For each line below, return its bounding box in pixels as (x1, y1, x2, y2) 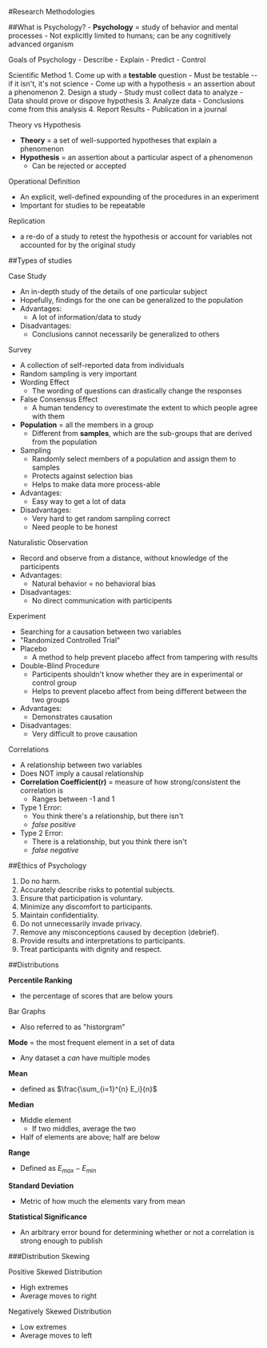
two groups (31, 695, 70, 704)
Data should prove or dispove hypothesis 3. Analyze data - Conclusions (8, 96, 245, 105)
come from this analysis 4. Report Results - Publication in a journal (8, 104, 228, 114)
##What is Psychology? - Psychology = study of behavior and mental (8, 22, 238, 31)
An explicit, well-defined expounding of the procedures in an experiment (19, 192, 260, 201)
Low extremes (19, 1322, 67, 1331)
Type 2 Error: (19, 829, 64, 837)
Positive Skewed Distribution (8, 1266, 102, 1277)
